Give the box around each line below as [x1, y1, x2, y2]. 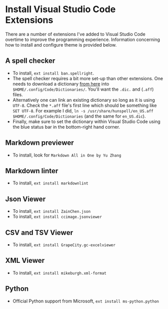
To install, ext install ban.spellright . [12, 70, 95, 76]
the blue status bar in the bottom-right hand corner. [12, 124, 120, 130]
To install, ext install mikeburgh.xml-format [12, 269, 107, 276]
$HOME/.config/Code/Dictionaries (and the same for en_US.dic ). [12, 113, 146, 119]
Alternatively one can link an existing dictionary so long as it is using [12, 97, 155, 103]
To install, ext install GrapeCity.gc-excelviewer [12, 242, 116, 248]
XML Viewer [5, 256, 45, 265]
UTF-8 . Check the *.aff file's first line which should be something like [12, 102, 157, 108]
